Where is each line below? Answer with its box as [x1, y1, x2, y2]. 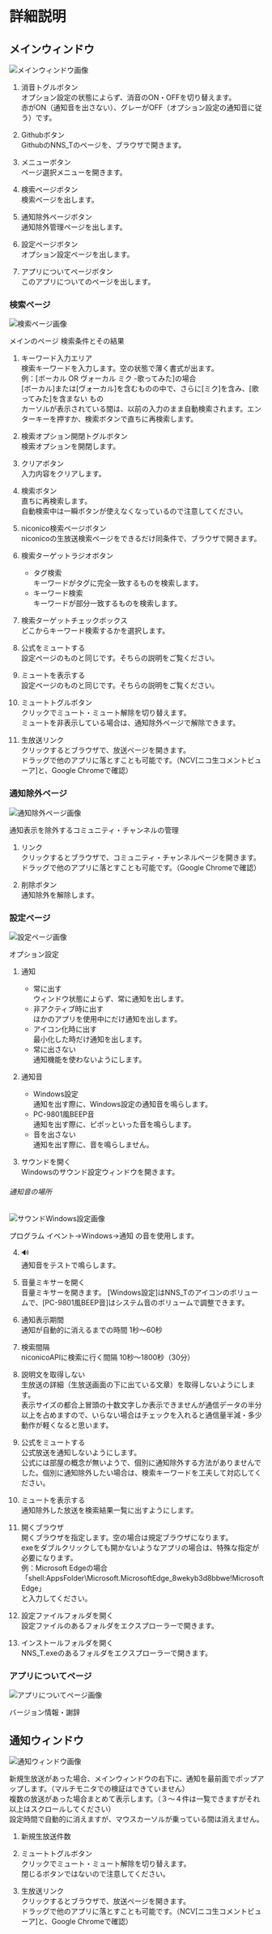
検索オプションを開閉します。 [20, 442, 121, 451]
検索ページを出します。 [20, 195, 100, 204]
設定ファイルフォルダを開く [20, 1611, 114, 1620]
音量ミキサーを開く [20, 1278, 86, 1287]
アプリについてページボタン [20, 267, 114, 276]
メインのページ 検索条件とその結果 [9, 336, 125, 346]
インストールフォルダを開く [20, 1638, 114, 1648]
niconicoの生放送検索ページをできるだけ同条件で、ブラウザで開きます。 [20, 534, 261, 544]
